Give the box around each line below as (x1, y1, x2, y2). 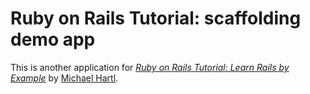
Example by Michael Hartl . (10, 72, 119, 84)
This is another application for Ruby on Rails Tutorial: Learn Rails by (10, 61, 290, 73)
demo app (10, 28, 96, 51)
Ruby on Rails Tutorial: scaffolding (10, 7, 302, 30)
